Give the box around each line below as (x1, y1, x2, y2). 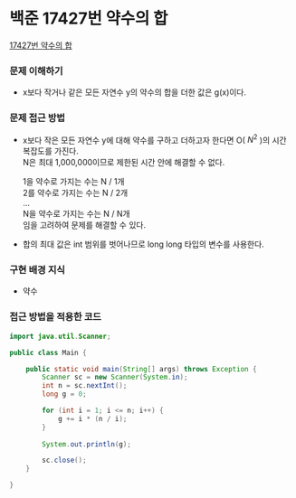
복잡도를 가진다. (22, 146, 79, 156)
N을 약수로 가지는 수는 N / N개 (22, 209, 130, 220)
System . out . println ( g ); (42, 439, 131, 448)
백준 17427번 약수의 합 (9, 8, 168, 29)
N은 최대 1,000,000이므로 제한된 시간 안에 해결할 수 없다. (22, 157, 225, 168)
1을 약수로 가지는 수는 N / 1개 (22, 176, 125, 187)
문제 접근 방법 (9, 112, 66, 125)
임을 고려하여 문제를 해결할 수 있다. (22, 220, 147, 230)
